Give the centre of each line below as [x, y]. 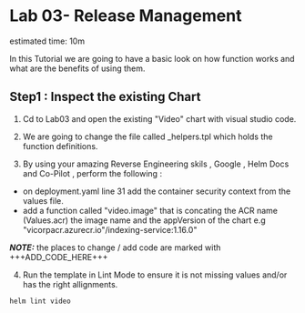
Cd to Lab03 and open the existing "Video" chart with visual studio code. [159, 118]
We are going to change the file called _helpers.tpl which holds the [147, 136]
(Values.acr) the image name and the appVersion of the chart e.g [144, 220]
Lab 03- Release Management [126, 16]
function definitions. [60, 146]
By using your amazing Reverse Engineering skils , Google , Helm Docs [156, 164]
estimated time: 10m [47, 41]
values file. [43, 200]
